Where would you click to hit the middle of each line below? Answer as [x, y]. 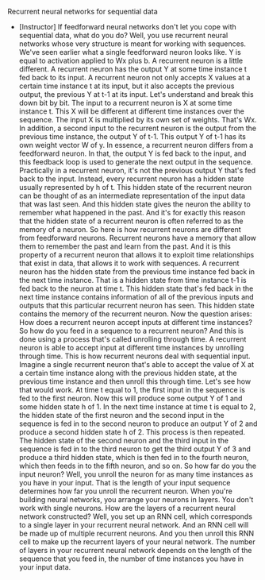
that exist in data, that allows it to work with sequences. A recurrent [129, 263]
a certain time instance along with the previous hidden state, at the [128, 373]
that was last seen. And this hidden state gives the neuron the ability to [134, 204]
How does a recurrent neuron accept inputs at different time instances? [136, 322]
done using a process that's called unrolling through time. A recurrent [132, 339]
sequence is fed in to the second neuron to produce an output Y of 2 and [138, 423]
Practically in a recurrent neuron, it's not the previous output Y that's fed [137, 170]
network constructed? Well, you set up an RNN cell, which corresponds [136, 516]
